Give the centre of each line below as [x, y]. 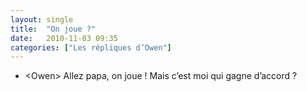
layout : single [42, 19]
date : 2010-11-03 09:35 [64, 38]
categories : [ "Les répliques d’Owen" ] [91, 47]
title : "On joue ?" [53, 29]
